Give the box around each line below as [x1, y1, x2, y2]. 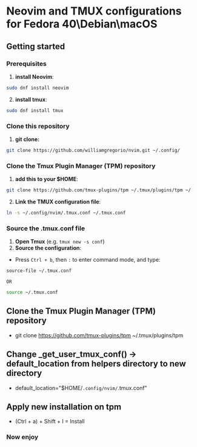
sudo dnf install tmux [6, 107, 64, 113]
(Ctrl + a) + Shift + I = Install [15, 418, 85, 425]
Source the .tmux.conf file [6, 224, 85, 233]
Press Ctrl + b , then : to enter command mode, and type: [15, 256, 161, 263]
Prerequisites [6, 59, 47, 68]
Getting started [6, 41, 65, 51]
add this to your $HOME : [15, 176, 79, 183]
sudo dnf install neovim [6, 85, 69, 91]
